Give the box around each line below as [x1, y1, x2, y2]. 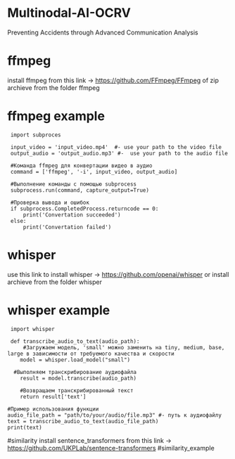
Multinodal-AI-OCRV [7, 5, 132, 21]
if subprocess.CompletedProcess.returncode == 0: [10, 205, 159, 212]
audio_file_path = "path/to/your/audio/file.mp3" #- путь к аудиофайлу [7, 411, 222, 419]
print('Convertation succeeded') [23, 211, 121, 219]
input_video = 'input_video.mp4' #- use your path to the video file [10, 143, 222, 150]
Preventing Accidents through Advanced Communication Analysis [7, 28, 198, 37]
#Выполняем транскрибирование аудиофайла [13, 368, 137, 375]
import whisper [10, 325, 55, 332]
